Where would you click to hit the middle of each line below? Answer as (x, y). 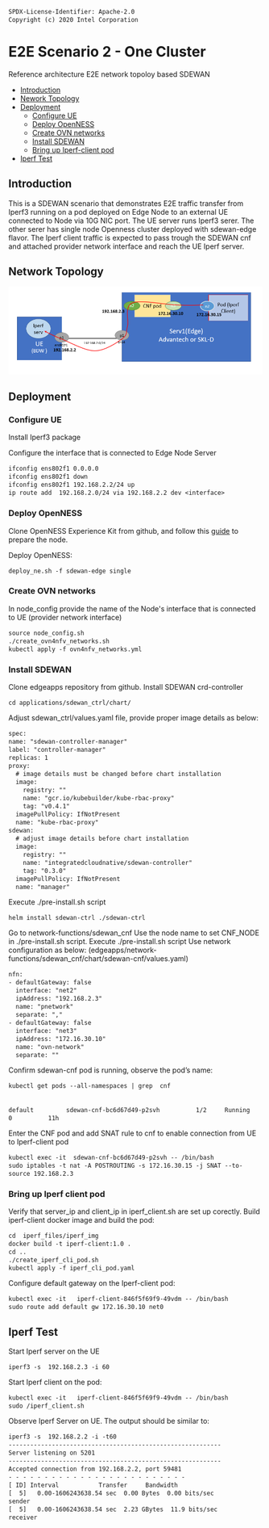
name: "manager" (43, 888)
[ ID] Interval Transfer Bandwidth (93, 1485)
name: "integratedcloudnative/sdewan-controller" (108, 863)
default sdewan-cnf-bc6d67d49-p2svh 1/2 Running (129, 1110)
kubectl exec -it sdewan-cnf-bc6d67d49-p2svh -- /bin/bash (112, 1158)
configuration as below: (48, 950)
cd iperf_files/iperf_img (54, 1236)
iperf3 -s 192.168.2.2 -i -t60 (62, 1437)
